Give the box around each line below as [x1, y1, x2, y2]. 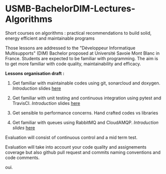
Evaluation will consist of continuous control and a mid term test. [5, 134, 138, 140]
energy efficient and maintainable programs [5, 35, 95, 41]
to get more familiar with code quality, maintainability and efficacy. [5, 61, 141, 67]
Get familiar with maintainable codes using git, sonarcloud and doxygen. [12, 80, 161, 86]
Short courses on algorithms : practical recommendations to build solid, [5, 30, 152, 36]
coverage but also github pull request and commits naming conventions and [5, 149, 161, 155]
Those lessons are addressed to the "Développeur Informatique [5, 45, 136, 51]
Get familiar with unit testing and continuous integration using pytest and [12, 95, 162, 101]
